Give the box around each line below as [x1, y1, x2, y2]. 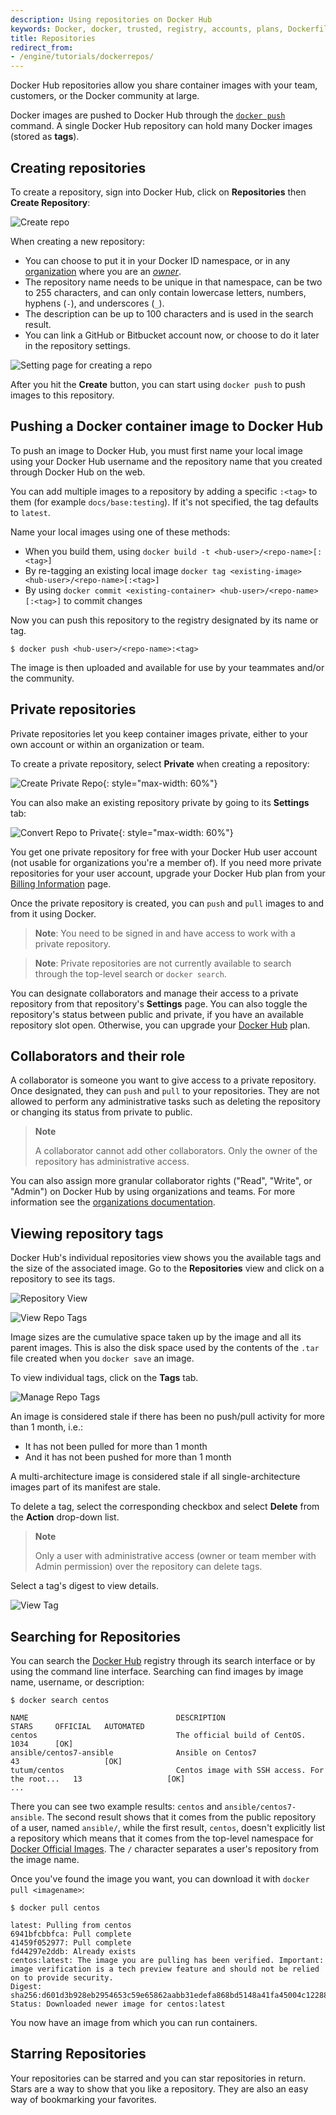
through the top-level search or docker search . [34, 967, 227, 980]
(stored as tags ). [10, 131, 80, 143]
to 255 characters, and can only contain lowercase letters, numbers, [24, 286, 307, 298]
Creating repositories [10, 159, 147, 176]
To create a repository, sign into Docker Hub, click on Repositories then [10, 186, 307, 198]
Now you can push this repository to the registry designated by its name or [10, 614, 319, 626]
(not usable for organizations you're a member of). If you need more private [10, 856, 322, 868]
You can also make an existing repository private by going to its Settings [10, 796, 310, 808]
